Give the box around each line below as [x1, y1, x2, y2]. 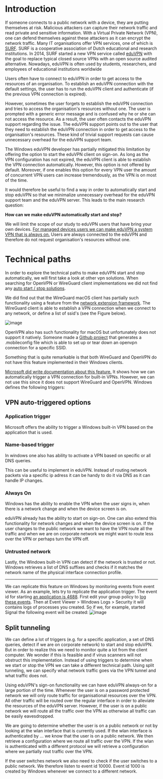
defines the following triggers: [5, 384, 65, 390]
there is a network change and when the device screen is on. [5, 506, 127, 512]
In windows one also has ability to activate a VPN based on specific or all [5, 452, 151, 458]
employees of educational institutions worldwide [5, 66, 102, 72]
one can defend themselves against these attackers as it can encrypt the [5, 35, 151, 41]
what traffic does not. [5, 673, 48, 679]
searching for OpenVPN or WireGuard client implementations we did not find [5, 280, 158, 286]
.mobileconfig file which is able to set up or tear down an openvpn [5, 340, 137, 345]
